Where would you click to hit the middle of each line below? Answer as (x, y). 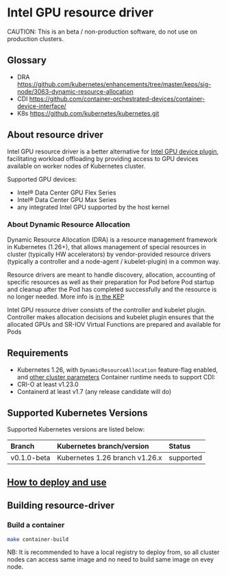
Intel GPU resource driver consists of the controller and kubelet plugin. (107, 310)
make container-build (38, 539)
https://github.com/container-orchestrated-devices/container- (117, 99)
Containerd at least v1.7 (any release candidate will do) (94, 391)
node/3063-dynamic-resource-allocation (75, 91)
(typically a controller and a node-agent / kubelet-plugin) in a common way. (114, 261)
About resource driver (55, 135)
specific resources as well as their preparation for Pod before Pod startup (111, 281)
